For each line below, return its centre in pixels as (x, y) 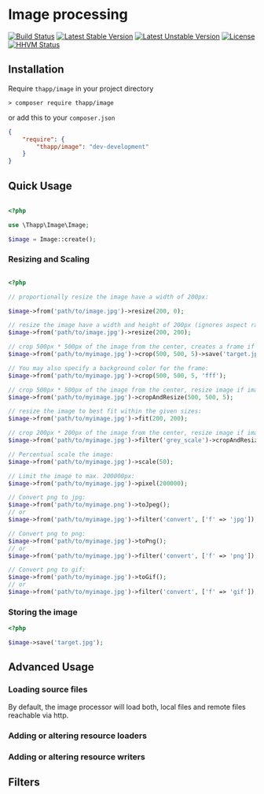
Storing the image (43, 612)
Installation (36, 70)
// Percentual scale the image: (61, 455)
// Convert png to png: (47, 533)
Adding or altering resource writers (77, 756)
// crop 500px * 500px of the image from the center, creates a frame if (132, 347)
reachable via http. (38, 715)
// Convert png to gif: (47, 570)
